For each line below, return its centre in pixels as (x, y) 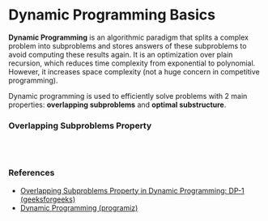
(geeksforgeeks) (48, 199)
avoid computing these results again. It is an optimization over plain (121, 54)
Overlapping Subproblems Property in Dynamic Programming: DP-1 (132, 190)
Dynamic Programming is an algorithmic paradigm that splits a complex (129, 37)
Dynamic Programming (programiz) (79, 207)
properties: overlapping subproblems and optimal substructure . (117, 104)
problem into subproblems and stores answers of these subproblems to (128, 45)
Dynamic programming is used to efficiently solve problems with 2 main (128, 96)
